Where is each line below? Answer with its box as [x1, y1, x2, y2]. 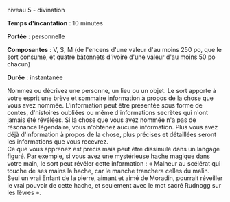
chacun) [7, 60, 31, 68]
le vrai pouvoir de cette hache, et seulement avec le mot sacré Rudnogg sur [7, 181, 222, 189]
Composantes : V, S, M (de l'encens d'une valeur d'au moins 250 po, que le [7, 46, 222, 53]
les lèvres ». [7, 188, 41, 197]
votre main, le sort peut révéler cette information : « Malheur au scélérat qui [7, 160, 221, 167]
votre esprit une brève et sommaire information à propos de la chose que [7, 94, 214, 102]
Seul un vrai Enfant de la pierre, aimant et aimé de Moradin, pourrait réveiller [7, 174, 223, 182]
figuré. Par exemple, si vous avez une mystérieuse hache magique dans [7, 152, 211, 160]
